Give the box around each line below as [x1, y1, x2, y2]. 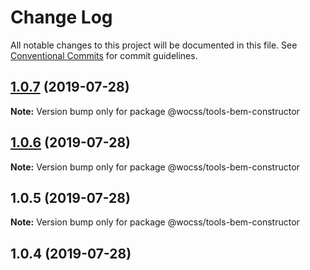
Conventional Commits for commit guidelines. [10, 49, 198, 61]
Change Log [10, 6, 113, 29]
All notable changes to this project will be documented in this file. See [10, 39, 298, 51]
